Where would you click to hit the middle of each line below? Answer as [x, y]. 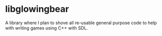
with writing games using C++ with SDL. [47, 28]
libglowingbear [37, 9]
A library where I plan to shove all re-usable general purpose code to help [81, 23]
